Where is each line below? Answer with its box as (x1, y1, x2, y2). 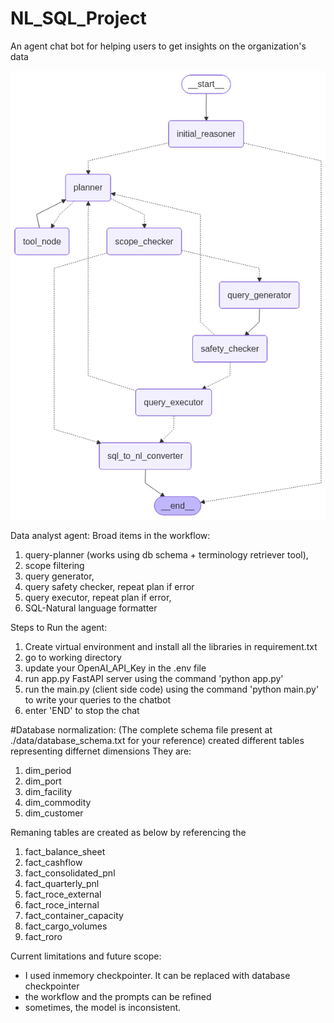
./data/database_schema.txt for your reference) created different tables (10, 734, 305, 746)
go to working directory (24, 651, 122, 663)
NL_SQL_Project (10, 7, 147, 30)
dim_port (24, 775, 62, 787)
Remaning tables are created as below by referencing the (10, 826, 247, 838)
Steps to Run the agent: (10, 621, 108, 633)
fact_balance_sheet (24, 845, 106, 857)
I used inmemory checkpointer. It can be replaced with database (24, 969, 291, 981)
